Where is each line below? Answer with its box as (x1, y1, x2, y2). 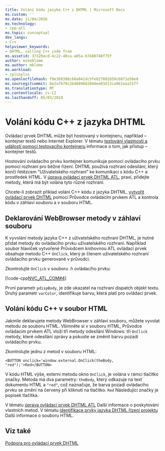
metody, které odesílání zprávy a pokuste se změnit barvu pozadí (5, 333, 139, 339)
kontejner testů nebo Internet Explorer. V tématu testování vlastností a (5, 138, 148, 144)
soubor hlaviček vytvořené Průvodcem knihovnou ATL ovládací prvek (5, 245, 147, 251)
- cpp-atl (5, 26, 26, 31)
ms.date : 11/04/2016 (5, 16, 48, 21)
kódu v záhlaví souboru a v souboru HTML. (5, 200, 93, 206)
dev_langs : (5, 35, 28, 40)
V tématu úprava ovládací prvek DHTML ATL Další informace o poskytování (5, 402, 159, 408)
